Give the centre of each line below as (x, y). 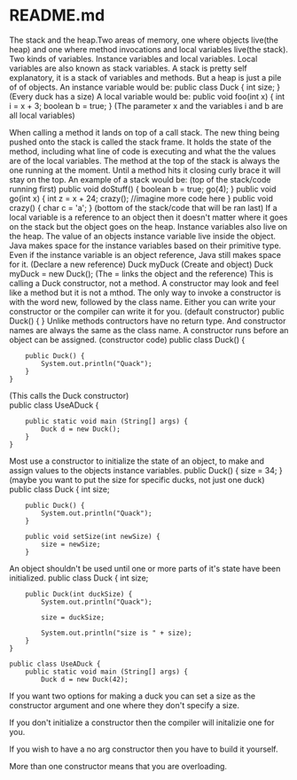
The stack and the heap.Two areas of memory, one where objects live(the (144, 40)
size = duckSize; (73, 617)
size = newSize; (71, 544)
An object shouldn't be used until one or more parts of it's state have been (145, 568)
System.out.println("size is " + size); (117, 633)
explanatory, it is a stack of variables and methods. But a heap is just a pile (145, 77)
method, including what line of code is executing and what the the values (143, 151)
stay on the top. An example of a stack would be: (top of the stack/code (140, 179)
